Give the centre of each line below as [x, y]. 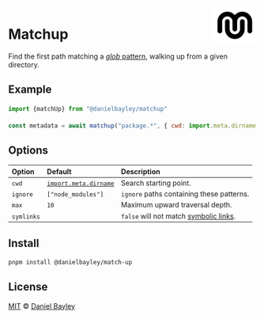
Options [28, 150]
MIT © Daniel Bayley [42, 306]
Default [59, 171]
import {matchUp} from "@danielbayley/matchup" [88, 108]
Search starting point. [156, 183]
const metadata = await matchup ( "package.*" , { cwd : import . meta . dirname [132, 125]
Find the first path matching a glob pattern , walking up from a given [118, 56]
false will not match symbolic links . [178, 216]
